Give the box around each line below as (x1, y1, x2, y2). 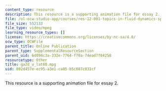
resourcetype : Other (5, 58, 48, 62)
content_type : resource (5, 7, 54, 12)
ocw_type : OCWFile (5, 39, 43, 44)
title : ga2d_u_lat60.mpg (5, 62, 56, 67)
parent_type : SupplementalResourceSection (5, 48, 94, 53)
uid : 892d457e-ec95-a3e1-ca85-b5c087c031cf (5, 67, 96, 72)
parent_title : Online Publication (5, 44, 77, 49)
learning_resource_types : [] (5, 30, 65, 35)
